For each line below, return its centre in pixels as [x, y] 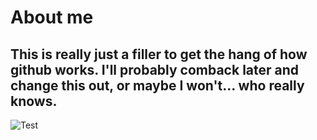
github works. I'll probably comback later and [155, 69]
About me [52, 17]
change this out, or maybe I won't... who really [157, 85]
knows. [34, 101]
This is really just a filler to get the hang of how [159, 54]
